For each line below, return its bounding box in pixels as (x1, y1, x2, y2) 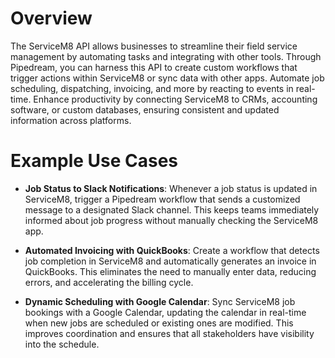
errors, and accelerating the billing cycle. (24, 276, 194, 288)
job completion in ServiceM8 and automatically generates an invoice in (24, 255, 317, 267)
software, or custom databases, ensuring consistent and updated (10, 103, 280, 116)
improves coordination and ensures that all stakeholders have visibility (24, 327, 315, 339)
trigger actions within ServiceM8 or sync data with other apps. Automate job (10, 72, 325, 84)
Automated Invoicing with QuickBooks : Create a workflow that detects (24, 244, 320, 256)
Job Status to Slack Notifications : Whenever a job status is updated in (24, 182, 318, 194)
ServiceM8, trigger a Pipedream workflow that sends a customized (24, 193, 301, 205)
